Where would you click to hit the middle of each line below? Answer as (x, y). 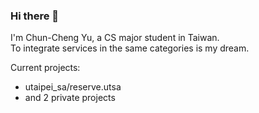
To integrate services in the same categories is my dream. (130, 48)
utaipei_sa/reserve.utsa (73, 87)
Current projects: (45, 68)
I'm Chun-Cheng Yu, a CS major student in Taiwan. (115, 38)
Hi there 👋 (35, 16)
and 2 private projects (70, 98)
